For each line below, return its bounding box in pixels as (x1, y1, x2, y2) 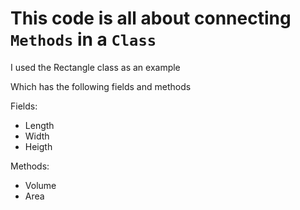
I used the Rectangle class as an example (10, 61, 181, 73)
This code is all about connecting (10, 7, 292, 30)
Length (24, 119, 55, 131)
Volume (24, 179, 57, 191)
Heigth (24, 140, 53, 152)
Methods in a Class (10, 28, 157, 51)
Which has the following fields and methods (10, 80, 192, 92)
